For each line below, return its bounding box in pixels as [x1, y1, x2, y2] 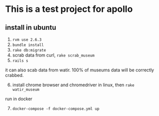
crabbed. [5, 72, 24, 78]
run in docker [5, 96, 33, 102]
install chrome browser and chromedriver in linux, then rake [12, 82, 135, 88]
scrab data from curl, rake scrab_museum [12, 52, 95, 58]
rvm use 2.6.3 [12, 37, 42, 42]
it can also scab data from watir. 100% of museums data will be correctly [5, 67, 154, 73]
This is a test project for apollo [5, 3, 133, 15]
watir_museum [12, 87, 40, 92]
